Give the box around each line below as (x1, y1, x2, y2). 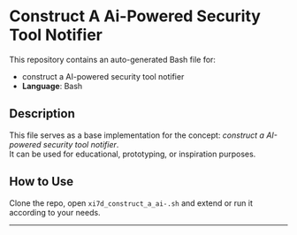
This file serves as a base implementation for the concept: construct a (9, 130, 265, 140)
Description (9, 106, 75, 121)
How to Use (9, 174, 74, 189)
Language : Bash (21, 80, 83, 91)
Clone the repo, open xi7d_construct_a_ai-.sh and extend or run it (9, 197, 254, 208)
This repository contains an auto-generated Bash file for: (9, 54, 217, 64)
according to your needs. (9, 207, 101, 217)
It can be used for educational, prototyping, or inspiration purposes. (9, 148, 256, 159)
